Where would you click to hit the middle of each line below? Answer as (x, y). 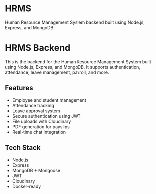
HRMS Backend (38, 48)
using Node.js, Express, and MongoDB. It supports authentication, (73, 67)
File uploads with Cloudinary (41, 121)
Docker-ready (27, 186)
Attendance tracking (33, 105)
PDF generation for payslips (41, 126)
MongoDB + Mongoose (36, 170)
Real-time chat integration (39, 132)
